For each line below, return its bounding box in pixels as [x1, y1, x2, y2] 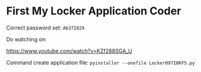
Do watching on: [6, 35, 47, 43]
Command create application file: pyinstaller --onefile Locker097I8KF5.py [6, 59, 196, 66]
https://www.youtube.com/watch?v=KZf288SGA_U [6, 47, 132, 55]
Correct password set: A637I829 [6, 24, 85, 31]
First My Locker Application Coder [6, 4, 182, 18]
